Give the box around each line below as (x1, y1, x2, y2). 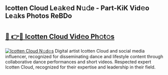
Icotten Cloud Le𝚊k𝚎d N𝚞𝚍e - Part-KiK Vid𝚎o (5, 4, 149, 12)
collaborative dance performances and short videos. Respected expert (5, 59, 151, 65)
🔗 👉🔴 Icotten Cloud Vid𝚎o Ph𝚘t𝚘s (5, 32, 115, 41)
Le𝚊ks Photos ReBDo (5, 12, 72, 20)
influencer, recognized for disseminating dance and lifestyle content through (5, 54, 163, 59)
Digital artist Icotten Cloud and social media (55, 48, 145, 54)
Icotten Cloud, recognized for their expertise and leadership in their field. (5, 64, 156, 70)
